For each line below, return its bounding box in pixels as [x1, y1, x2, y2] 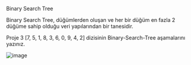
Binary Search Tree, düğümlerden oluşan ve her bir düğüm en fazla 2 [6, 17, 176, 23]
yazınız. [6, 41, 26, 47]
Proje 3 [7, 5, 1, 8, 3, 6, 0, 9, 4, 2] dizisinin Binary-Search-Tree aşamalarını [6, 34, 186, 41]
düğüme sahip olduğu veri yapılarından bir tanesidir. [6, 23, 134, 30]
